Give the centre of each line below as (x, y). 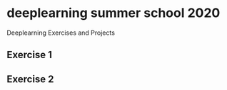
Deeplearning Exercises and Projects (61, 33)
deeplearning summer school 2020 (113, 13)
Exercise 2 (30, 79)
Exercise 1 (30, 55)
